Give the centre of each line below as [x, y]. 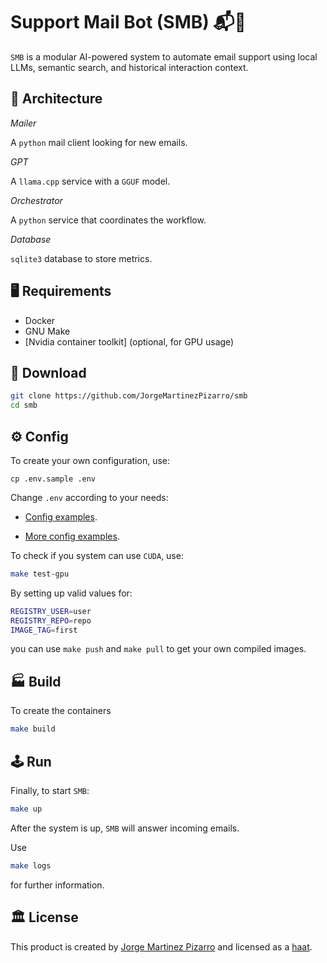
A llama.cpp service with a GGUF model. [90, 181]
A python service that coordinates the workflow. [108, 220]
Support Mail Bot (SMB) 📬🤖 [128, 22]
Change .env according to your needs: [89, 497]
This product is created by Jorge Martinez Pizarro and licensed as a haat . [161, 946]
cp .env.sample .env [53, 479]
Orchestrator [36, 200]
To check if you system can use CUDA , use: [97, 555]
